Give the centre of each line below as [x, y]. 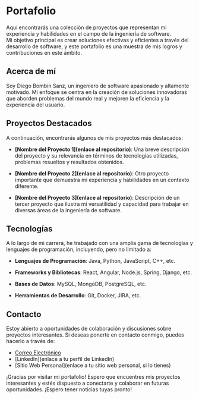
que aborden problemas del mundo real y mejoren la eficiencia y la [88, 98]
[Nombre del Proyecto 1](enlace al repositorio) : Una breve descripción [102, 149]
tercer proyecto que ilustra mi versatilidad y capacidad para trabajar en [102, 204]
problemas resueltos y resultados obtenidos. [69, 162]
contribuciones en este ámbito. [44, 52]
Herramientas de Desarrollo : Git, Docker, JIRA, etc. [78, 296]
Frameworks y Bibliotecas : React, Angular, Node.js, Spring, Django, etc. [103, 272]
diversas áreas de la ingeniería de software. [68, 210]
